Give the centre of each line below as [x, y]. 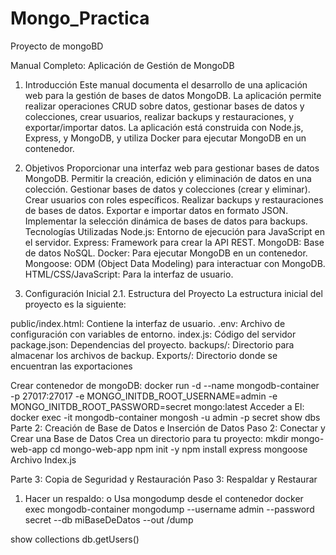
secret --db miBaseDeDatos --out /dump [109, 519]
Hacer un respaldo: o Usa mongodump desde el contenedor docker [164, 498]
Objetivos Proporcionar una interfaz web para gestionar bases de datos [172, 168]
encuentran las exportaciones [71, 366]
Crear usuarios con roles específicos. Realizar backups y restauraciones [174, 199]
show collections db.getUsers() [75, 539]
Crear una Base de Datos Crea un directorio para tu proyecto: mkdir [149, 438]
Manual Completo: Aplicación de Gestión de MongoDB [122, 65]
